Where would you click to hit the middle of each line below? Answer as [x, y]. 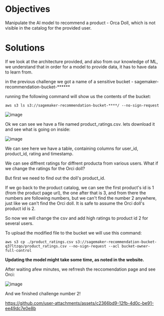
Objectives [28, 9]
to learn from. [19, 72]
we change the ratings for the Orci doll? [45, 168]
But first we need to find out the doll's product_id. [55, 178]
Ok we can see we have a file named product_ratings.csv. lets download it [80, 124]
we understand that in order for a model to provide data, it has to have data [81, 67]
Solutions [25, 48]
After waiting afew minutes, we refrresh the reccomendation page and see [80, 269]
